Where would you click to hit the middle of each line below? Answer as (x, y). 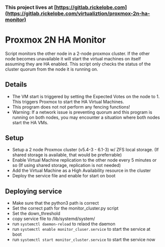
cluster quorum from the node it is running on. (52, 69)
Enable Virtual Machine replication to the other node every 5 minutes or (84, 160)
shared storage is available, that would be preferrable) (67, 155)
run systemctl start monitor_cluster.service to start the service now (84, 240)
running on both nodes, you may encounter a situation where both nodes (86, 117)
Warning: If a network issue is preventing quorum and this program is (82, 112)
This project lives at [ (31, 7)
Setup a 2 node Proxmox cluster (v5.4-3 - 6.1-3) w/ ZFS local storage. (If (85, 150)
